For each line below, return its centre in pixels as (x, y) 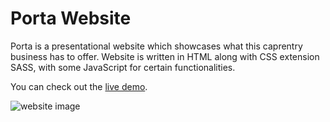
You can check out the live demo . (79, 86)
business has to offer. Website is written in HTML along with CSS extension (165, 56)
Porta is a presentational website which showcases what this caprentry (156, 46)
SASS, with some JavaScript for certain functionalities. (123, 67)
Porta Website (71, 18)
